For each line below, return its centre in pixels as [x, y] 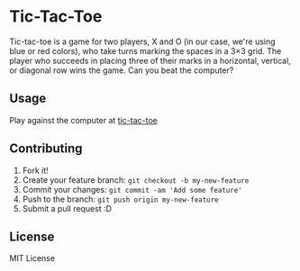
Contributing [46, 149]
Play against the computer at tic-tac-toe [83, 120]
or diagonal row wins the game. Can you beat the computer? [122, 70]
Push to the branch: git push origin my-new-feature [120, 199]
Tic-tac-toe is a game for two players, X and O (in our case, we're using [143, 41]
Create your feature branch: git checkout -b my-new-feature [136, 180]
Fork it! [36, 170]
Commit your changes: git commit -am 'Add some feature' [132, 189]
